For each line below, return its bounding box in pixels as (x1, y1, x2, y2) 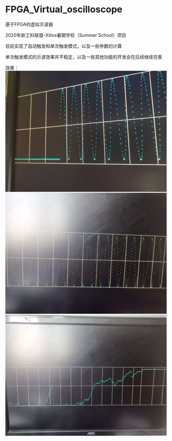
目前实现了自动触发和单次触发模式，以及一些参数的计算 (5, 43, 122, 49)
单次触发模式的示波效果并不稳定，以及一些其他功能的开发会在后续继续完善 (5, 54, 162, 60)
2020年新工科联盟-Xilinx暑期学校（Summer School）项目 (5, 32, 126, 38)
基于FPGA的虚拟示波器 (5, 21, 53, 27)
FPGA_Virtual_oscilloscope (5, 4, 123, 15)
